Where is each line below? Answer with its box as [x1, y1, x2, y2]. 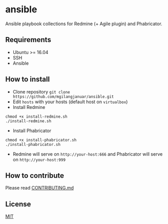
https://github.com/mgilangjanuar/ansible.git [12, 94, 114, 99]
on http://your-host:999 [12, 156, 66, 162]
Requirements [5, 35, 51, 44]
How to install [5, 75, 50, 84]
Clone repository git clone [12, 88, 70, 95]
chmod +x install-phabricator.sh [5, 137, 77, 142]
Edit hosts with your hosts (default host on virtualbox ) [12, 99, 128, 105]
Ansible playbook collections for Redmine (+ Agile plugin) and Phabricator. [5, 21, 162, 27]
